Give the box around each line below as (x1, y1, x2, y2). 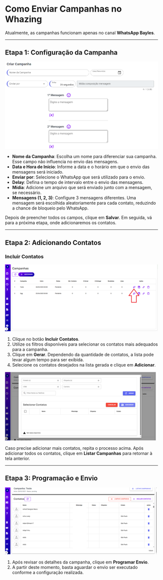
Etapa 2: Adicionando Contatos (5, 238, 101, 246)
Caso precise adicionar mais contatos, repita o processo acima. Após (5, 445, 144, 451)
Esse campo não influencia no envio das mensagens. (12, 159, 119, 165)
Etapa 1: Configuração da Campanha (5, 49, 118, 57)
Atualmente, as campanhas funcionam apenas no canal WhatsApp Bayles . (5, 30, 155, 35)
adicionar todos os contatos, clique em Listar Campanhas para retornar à (5, 450, 153, 456)
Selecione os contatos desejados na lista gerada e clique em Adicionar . (12, 362, 156, 368)
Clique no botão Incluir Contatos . (12, 336, 80, 342)
